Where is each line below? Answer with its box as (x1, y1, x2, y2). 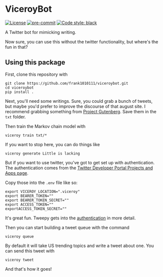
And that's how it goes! (5, 266, 52, 272)
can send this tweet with (5, 247, 55, 254)
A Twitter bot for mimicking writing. (5, 29, 77, 35)
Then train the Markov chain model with (5, 123, 86, 129)
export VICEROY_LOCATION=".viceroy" (5, 189, 80, 194)
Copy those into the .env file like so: (5, 180, 78, 185)
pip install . (5, 90, 34, 94)
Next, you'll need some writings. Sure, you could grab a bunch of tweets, (5, 98, 153, 104)
